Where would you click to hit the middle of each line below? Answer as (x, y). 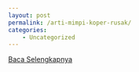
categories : (27, 30)
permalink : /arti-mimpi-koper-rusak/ (70, 23)
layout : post (29, 15)
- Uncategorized (49, 37)
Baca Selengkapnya (40, 59)
